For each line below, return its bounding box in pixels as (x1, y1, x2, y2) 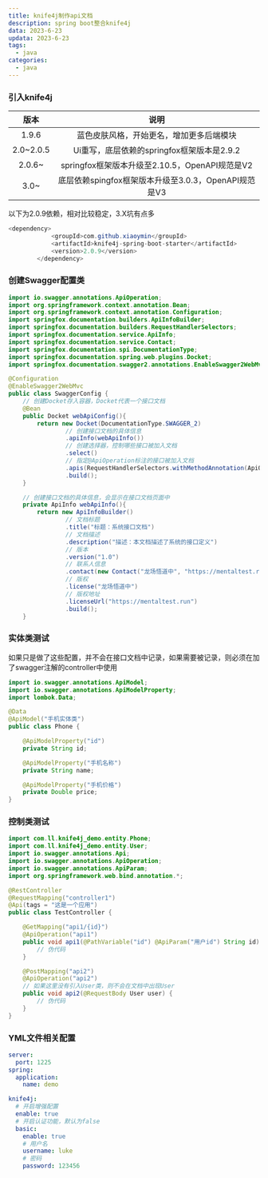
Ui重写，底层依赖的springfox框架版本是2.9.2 (73, 145, 241, 156)
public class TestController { (8, 908, 112, 916)
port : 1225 (15, 1058, 52, 1066)
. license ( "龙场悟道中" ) (65, 583, 138, 591)
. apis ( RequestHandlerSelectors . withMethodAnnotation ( (65, 464, 248, 472)
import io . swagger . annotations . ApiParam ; (8, 865, 148, 873)
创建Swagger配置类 (8, 275, 85, 286)
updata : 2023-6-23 (8, 34, 69, 42)
